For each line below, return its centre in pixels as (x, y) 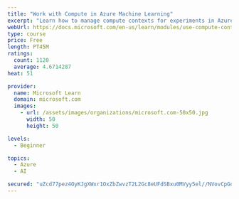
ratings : (20, 54)
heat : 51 (20, 73)
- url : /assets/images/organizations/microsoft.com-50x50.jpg (114, 113)
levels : (19, 139)
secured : (20, 184)
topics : (19, 158)
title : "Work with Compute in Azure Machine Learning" (90, 14)
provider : (22, 86)
